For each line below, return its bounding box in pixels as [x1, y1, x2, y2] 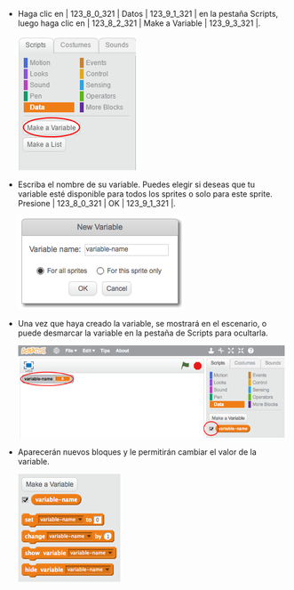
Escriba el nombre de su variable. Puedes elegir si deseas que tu [17, 179, 256, 190]
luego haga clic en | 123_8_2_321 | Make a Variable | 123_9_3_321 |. [17, 18, 261, 28]
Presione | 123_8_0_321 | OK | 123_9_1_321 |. [17, 198, 176, 208]
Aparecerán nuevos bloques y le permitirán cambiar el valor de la [17, 447, 258, 457]
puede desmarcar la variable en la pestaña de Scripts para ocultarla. [17, 327, 268, 338]
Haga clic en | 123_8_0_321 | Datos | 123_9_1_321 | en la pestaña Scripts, [17, 9, 279, 19]
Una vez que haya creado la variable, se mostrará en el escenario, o [17, 319, 267, 328]
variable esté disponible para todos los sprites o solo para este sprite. [17, 189, 273, 199]
